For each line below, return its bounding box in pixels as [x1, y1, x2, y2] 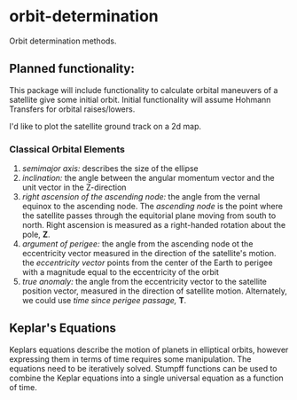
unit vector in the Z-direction [21, 182, 127, 192]
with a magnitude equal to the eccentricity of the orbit [21, 267, 219, 278]
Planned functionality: [9, 61, 135, 76]
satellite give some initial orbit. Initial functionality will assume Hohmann [9, 94, 271, 105]
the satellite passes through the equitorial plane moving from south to [21, 210, 277, 221]
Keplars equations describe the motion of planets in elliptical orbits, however [9, 344, 289, 355]
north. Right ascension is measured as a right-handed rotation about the [21, 220, 286, 231]
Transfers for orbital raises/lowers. [9, 104, 136, 114]
